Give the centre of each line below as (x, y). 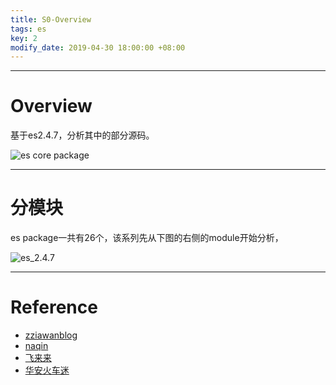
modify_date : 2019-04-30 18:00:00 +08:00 (98, 47)
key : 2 (24, 38)
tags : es (28, 29)
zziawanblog (51, 335)
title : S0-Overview (51, 19)
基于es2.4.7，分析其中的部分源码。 (82, 135)
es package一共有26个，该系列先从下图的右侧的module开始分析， (147, 238)
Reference (54, 307)
